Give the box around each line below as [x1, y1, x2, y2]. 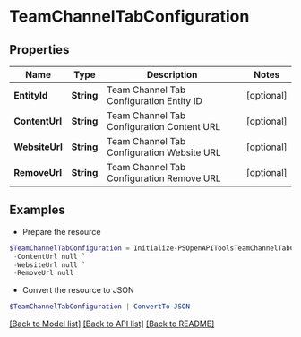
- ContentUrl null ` [13, 252, 87, 261]
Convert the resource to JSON [21, 285, 134, 296]
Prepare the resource [21, 226, 101, 237]
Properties [9, 42, 70, 57]
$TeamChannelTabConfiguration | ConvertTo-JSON [9, 302, 191, 311]
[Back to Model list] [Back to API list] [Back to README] [9, 318, 215, 329]
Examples [9, 203, 65, 218]
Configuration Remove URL [107, 172, 221, 185]
